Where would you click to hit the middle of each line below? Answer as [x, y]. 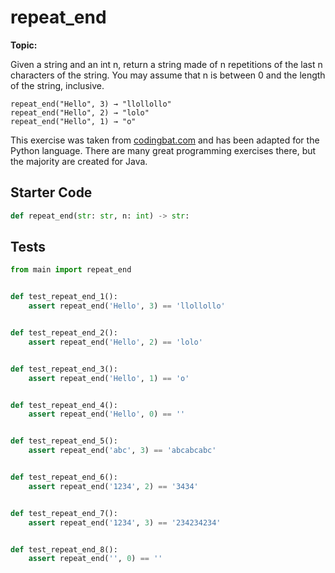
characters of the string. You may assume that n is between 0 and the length [168, 75]
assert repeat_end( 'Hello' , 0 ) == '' [107, 414]
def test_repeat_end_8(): [64, 549]
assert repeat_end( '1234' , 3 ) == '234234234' [125, 522]
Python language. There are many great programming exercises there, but [163, 150]
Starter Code [51, 192]
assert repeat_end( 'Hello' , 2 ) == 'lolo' [115, 342]
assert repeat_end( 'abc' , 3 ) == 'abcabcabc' [122, 451]
